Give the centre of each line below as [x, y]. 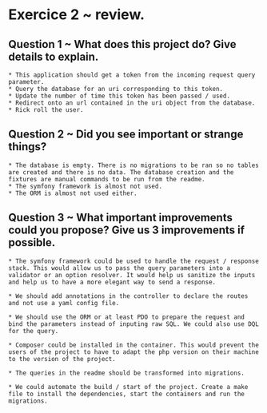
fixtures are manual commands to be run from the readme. [107, 179]
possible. [32, 242]
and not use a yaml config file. [64, 303]
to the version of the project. [62, 359]
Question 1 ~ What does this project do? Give [122, 44]
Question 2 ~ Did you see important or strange [126, 135]
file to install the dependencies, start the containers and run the [127, 394]
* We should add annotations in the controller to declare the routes [128, 296]
